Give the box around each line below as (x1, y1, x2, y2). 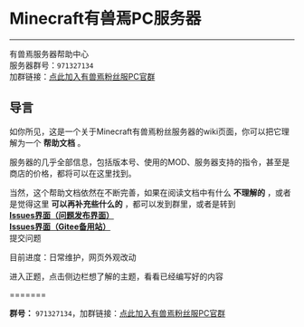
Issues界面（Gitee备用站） (9, 221, 111, 232)
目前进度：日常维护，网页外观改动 (9, 251, 137, 263)
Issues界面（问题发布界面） (9, 209, 115, 220)
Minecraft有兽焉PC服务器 (9, 8, 202, 29)
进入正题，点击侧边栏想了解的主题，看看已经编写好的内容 (9, 271, 223, 282)
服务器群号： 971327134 (9, 60, 94, 71)
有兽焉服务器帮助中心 (9, 48, 89, 59)
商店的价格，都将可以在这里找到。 (9, 168, 137, 178)
